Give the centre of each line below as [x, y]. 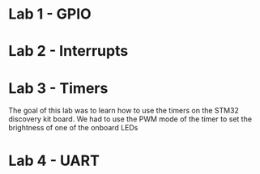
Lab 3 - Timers [58, 88]
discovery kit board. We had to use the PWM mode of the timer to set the [130, 119]
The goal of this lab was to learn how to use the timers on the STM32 [124, 111]
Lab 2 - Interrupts [68, 51]
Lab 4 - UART [54, 161]
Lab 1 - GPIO [50, 14]
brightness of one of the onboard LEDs [73, 128]
